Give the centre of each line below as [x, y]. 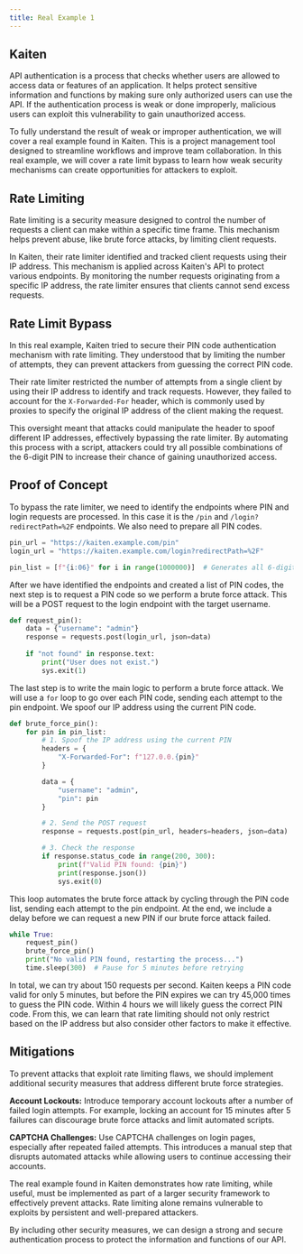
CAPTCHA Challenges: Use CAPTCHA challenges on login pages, [133, 1137]
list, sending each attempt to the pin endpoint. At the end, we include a [141, 908]
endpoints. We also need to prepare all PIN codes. [169, 526]
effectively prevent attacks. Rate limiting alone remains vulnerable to [136, 1203]
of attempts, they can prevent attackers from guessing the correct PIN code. [151, 364]
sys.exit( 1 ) [64, 670]
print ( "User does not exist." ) [101, 662]
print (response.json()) [102, 873]
